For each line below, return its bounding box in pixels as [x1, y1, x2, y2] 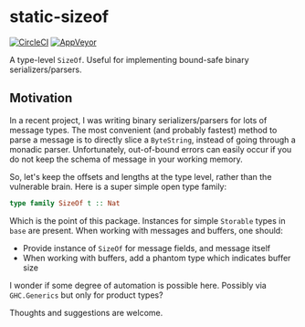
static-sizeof [9, 6, 110, 27]
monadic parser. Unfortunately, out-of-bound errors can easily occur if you [9, 143, 292, 154]
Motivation [9, 90, 73, 106]
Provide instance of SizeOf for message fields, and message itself [22, 242, 271, 253]
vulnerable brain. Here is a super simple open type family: [9, 181, 227, 192]
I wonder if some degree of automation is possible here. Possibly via [9, 280, 267, 290]
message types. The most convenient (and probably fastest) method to [9, 124, 278, 135]
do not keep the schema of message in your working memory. [9, 153, 244, 164]
